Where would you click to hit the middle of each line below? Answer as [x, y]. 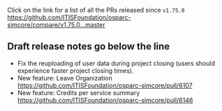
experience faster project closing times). [75, 70]
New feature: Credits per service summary [79, 92]
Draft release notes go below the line [89, 47]
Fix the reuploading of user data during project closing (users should [116, 63]
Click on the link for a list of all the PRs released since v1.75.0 [96, 10]
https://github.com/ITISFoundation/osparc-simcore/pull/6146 [105, 100]
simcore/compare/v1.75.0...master [56, 25]
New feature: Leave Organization [65, 78]
